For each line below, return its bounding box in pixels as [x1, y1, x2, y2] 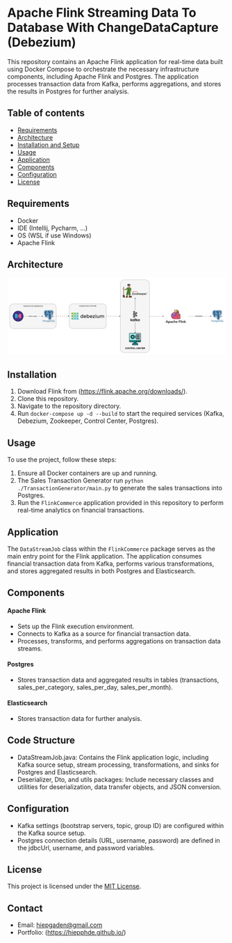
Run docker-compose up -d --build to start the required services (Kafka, [17, 410, 224, 418]
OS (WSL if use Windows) [17, 231, 92, 240]
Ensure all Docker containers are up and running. [17, 469, 158, 478]
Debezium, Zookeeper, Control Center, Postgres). [17, 416, 158, 426]
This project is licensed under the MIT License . [7, 882, 142, 891]
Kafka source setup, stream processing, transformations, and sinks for [17, 761, 219, 769]
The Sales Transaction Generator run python [17, 476, 144, 485]
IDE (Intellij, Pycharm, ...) [17, 224, 88, 232]
